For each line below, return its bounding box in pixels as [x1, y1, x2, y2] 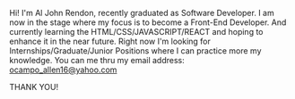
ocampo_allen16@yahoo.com [9, 64, 117, 75]
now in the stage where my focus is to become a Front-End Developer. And [9, 17, 287, 28]
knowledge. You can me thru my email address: [9, 55, 186, 65]
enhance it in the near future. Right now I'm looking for [9, 36, 211, 46]
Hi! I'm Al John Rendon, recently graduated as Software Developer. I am [9, 8, 275, 18]
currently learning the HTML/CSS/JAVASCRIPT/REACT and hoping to [9, 27, 264, 37]
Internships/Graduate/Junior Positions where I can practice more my [9, 45, 262, 56]
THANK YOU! [9, 82, 59, 92]
